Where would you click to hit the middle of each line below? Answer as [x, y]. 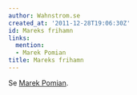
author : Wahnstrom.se [44, 16]
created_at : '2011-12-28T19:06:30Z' [69, 23]
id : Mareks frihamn [41, 30]
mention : [30, 46]
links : [19, 38]
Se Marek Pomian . [38, 83]
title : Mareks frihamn [46, 61]
